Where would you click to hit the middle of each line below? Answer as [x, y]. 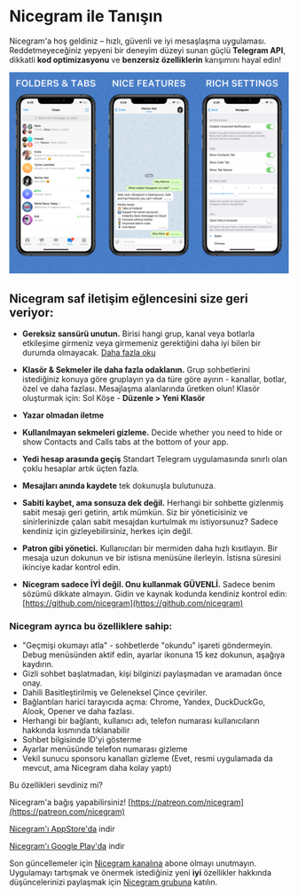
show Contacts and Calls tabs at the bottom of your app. [125, 442]
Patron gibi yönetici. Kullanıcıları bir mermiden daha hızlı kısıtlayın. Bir [149, 548]
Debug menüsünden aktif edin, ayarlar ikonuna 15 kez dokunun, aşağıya [153, 655]
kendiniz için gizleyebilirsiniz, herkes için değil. [107, 531]
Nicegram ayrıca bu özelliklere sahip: [91, 625]
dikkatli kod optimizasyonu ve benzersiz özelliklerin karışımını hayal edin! [145, 59]
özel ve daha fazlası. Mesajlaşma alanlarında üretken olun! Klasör [141, 389]
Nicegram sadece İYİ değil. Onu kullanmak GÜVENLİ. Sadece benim [149, 584]
